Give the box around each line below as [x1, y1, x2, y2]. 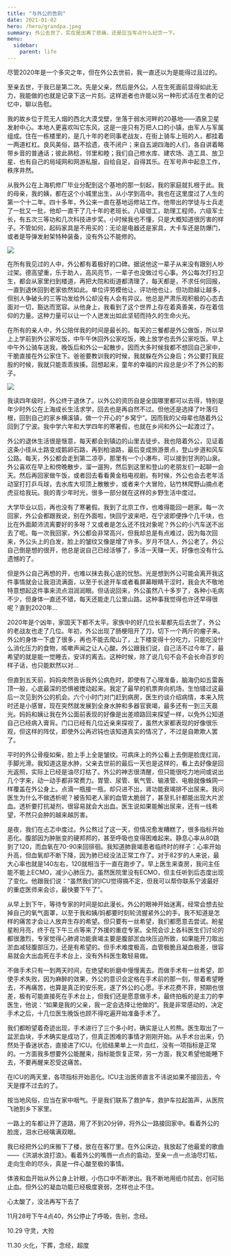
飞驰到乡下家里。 [7, 1104, 56, 1112]
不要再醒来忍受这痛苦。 [19, 1058, 86, 1066]
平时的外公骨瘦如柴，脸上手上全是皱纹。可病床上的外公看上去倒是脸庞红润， [7, 750, 224, 758]
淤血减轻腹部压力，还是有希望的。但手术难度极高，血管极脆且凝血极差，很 [7, 943, 218, 951]
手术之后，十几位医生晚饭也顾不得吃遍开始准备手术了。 [7, 1009, 164, 1017]
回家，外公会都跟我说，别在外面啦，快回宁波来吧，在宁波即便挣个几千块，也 [7, 511, 224, 520]
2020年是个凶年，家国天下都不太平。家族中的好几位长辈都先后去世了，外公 [7, 618, 221, 626]
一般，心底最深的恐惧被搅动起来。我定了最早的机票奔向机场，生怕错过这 [12, 684, 218, 692]
